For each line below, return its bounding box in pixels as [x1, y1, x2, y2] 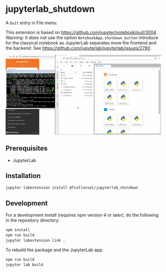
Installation [5, 172, 41, 180]
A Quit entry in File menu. [5, 20, 58, 26]
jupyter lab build [5, 262, 43, 267]
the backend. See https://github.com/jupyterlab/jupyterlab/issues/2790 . [5, 45, 153, 51]
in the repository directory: [5, 217, 60, 223]
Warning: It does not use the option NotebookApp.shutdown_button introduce [5, 35, 159, 40]
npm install [5, 228, 30, 233]
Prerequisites [5, 144, 48, 153]
